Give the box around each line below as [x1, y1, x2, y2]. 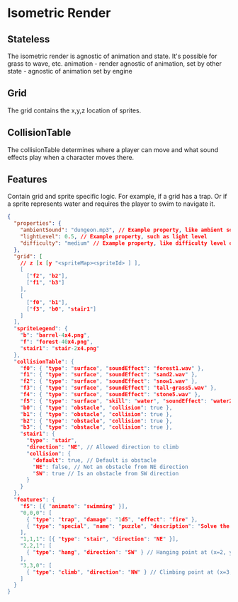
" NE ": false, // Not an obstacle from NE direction [33, 463, 189, 470]
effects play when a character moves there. [7, 153, 135, 161]
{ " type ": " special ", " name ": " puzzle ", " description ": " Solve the [25, 522, 230, 530]
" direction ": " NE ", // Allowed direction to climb [25, 444, 179, 451]
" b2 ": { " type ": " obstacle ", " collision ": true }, [20, 417, 173, 424]
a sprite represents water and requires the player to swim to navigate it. [7, 199, 216, 208]
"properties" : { [13, 220, 62, 227]
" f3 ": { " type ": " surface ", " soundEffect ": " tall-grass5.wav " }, [20, 384, 217, 392]
